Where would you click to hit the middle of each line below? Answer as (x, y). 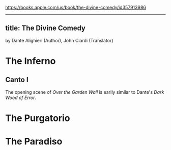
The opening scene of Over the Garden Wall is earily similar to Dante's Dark (85, 92)
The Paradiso (34, 142)
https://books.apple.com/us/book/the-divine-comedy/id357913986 (76, 7)
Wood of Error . (21, 97)
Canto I (17, 80)
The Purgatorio (38, 118)
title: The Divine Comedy (45, 28)
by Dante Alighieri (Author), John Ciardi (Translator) (59, 40)
